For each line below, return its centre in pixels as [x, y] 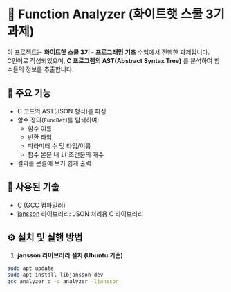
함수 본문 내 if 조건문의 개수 [66, 154]
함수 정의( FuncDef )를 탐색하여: [58, 120]
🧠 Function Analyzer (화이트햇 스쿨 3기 [116, 14]
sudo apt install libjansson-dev [55, 275]
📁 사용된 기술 [34, 187]
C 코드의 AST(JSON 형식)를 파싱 [62, 111]
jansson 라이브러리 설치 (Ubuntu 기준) [70, 255]
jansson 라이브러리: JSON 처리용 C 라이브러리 [80, 213]
